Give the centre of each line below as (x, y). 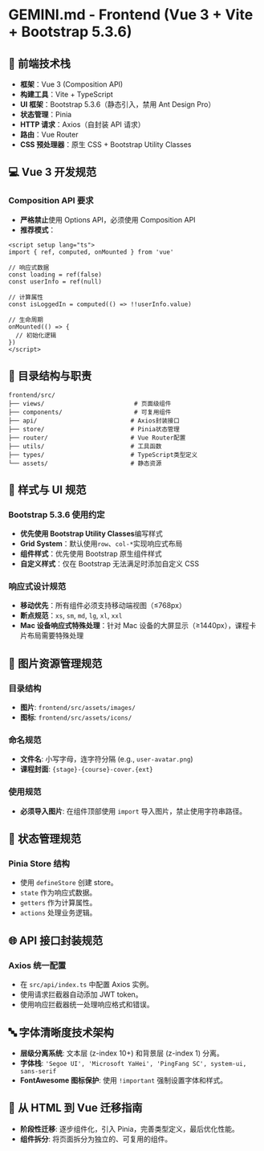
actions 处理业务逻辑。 (58, 912)
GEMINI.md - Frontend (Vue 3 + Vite (131, 15)
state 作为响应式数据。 (58, 892)
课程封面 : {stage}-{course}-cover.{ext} (87, 769)
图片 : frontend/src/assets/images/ (78, 708)
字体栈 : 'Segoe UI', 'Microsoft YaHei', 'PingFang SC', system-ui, (133, 1063)
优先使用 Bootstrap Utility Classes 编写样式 (91, 534)
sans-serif (38, 1071)
